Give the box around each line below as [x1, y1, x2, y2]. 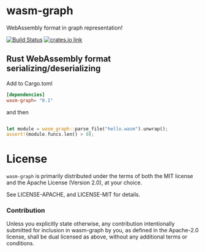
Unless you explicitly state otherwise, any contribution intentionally [6, 220, 175, 227]
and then [6, 108, 29, 116]
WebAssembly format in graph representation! [6, 24, 123, 31]
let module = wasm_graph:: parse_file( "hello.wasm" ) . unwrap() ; [6, 125, 168, 132]
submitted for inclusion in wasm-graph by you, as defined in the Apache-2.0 [6, 227, 199, 234]
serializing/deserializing [6, 63, 101, 74]
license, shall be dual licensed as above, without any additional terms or [6, 233, 188, 240]
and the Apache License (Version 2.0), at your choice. [6, 179, 143, 186]
